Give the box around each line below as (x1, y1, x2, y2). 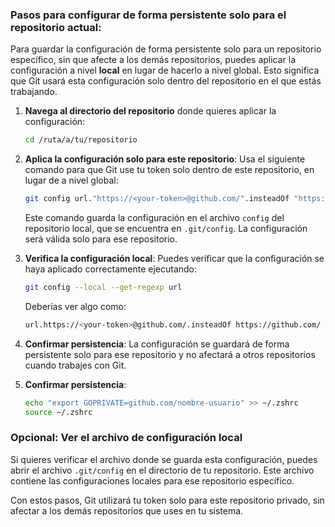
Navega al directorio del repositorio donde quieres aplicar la (24, 105, 277, 117)
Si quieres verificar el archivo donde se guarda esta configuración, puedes (10, 453, 318, 465)
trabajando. (10, 86, 58, 98)
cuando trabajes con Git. (24, 359, 127, 371)
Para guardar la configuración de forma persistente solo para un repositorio (10, 43, 322, 55)
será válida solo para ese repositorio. (24, 233, 178, 245)
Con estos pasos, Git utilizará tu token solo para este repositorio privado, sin (10, 494, 325, 506)
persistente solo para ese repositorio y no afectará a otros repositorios (24, 348, 316, 360)
